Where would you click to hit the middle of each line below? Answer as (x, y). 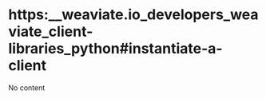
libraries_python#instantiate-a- (115, 49)
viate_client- (51, 32)
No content (27, 87)
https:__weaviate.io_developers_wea (133, 15)
